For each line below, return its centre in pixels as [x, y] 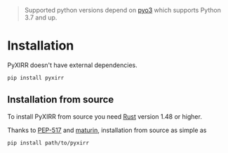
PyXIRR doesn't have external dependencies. [73, 65]
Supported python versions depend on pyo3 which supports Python [122, 10]
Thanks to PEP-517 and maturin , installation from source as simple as [107, 130]
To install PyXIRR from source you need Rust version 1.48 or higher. [105, 116]
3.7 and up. [41, 17]
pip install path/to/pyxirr [48, 143]
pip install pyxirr [36, 78]
